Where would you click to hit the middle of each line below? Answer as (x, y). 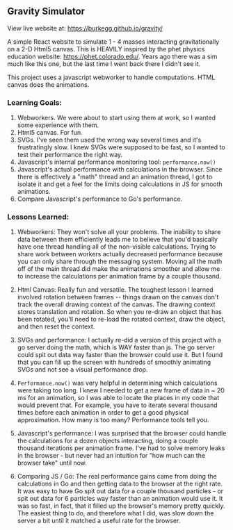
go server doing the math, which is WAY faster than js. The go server (116, 347)
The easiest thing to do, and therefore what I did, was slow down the (115, 513)
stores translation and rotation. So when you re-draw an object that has (120, 312)
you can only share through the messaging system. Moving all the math (120, 262)
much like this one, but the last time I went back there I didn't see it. (104, 64)
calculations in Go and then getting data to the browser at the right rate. (120, 484)
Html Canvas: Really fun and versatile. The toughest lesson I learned (115, 290)
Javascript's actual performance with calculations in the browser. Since (120, 169)
